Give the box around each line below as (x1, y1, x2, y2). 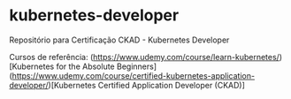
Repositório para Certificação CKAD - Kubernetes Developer (9, 34, 230, 45)
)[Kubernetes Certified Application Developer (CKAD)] (48, 80, 246, 90)
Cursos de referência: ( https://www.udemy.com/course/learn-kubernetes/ (9, 51, 280, 62)
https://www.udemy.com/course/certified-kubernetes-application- (11, 70, 255, 80)
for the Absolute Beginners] (56, 61, 157, 72)
